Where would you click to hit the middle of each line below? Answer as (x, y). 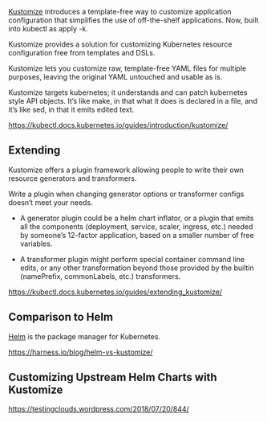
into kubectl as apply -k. (48, 29)
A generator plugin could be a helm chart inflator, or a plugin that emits (137, 218)
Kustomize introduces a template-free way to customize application (120, 12)
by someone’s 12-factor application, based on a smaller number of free (137, 235)
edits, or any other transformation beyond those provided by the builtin (137, 268)
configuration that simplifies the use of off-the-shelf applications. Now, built (133, 20)
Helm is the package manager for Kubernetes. (85, 336)
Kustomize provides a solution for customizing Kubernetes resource (120, 44)
